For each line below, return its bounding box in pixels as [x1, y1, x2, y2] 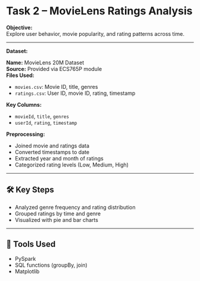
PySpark [14, 255, 36, 262]
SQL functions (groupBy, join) [14, 261, 87, 268]
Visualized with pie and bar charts [14, 216, 98, 223]
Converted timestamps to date [14, 148, 90, 156]
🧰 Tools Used [6, 239, 56, 249]
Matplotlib [14, 267, 40, 275]
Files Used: [6, 72, 35, 79]
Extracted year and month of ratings [14, 155, 104, 162]
